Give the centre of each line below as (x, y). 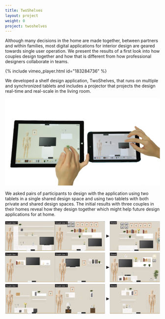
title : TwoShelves (24, 10)
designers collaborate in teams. (37, 62)
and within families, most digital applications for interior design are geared (80, 46)
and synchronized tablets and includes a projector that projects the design (80, 86)
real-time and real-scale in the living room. (48, 91)
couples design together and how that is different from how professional (78, 56)
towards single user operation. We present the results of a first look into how (82, 51)
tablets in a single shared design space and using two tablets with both (77, 198)
